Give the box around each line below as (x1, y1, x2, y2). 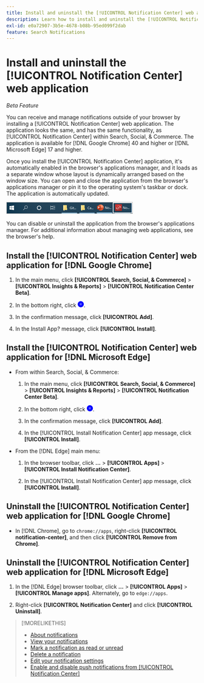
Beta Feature (6, 102, 39, 109)
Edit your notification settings (30, 657, 104, 665)
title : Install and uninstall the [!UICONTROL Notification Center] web (6, 10, 194, 16)
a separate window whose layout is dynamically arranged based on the (6, 171, 185, 178)
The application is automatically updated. (6, 190, 109, 197)
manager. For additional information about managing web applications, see (6, 227, 193, 234)
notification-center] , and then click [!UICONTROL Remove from (15, 534, 177, 541)
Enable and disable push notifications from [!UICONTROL (30, 664, 174, 671)
